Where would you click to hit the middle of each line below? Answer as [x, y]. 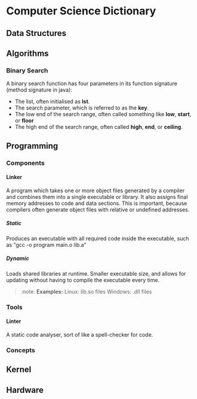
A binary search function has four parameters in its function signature [92, 84]
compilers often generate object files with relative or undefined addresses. [98, 209]
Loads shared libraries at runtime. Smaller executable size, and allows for [96, 273]
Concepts [21, 350]
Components [25, 163]
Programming [32, 146]
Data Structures [36, 33]
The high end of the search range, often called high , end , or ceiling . [99, 127]
